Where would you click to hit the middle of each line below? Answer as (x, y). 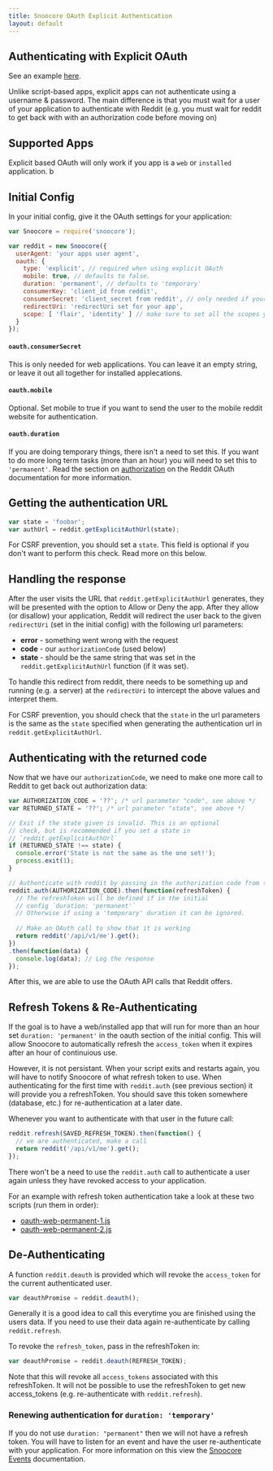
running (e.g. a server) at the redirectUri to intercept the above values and (134, 691)
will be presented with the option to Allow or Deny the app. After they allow (134, 607)
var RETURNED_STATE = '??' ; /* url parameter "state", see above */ (127, 808)
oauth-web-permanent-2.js (66, 1229)
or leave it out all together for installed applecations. (95, 373)
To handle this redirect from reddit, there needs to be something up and (128, 682)
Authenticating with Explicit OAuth (98, 56)
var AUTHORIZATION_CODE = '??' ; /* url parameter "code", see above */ (132, 801)
